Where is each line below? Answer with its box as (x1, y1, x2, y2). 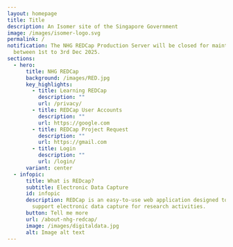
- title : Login (32, 145, 76, 152)
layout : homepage (7, 10, 58, 17)
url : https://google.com (37, 119, 110, 127)
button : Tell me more (25, 210, 89, 217)
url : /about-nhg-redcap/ (25, 216, 98, 223)
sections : (7, 55, 36, 62)
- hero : (13, 62, 36, 68)
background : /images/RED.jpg (25, 74, 110, 82)
